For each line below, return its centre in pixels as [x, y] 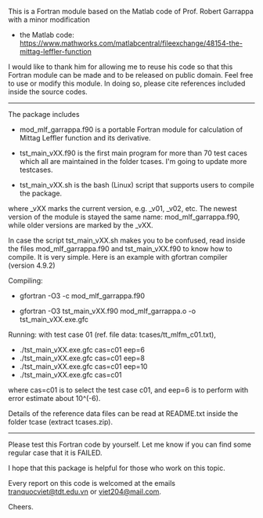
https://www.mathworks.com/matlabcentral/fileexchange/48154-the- [131, 43]
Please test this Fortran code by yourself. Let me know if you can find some [130, 444]
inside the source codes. [48, 92]
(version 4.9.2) [32, 265]
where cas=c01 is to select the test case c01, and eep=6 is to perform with [128, 390]
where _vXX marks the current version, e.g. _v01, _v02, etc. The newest [122, 208]
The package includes [44, 114]
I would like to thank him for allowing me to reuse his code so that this [121, 67]
